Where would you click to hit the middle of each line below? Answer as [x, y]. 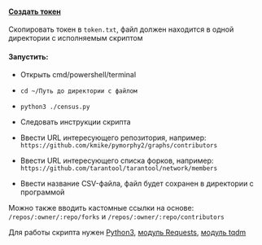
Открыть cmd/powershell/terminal [78, 75]
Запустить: [28, 56]
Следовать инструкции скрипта [76, 122]
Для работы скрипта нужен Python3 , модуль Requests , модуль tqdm [127, 233]
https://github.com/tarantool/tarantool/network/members [119, 168]
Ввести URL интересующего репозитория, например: [113, 138]
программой [42, 192]
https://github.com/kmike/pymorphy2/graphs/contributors [119, 146]
